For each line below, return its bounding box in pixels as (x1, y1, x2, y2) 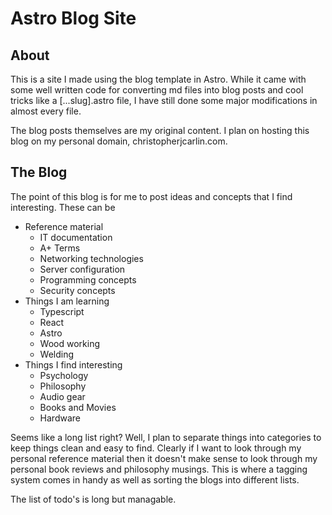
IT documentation (39, 231, 113, 243)
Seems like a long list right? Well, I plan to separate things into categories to (10, 431, 322, 443)
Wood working (39, 337, 100, 349)
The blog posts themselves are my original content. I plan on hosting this (10, 125, 310, 136)
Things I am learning (24, 295, 110, 307)
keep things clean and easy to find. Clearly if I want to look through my (10, 442, 302, 454)
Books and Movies (39, 401, 117, 413)
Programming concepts (39, 273, 137, 286)
